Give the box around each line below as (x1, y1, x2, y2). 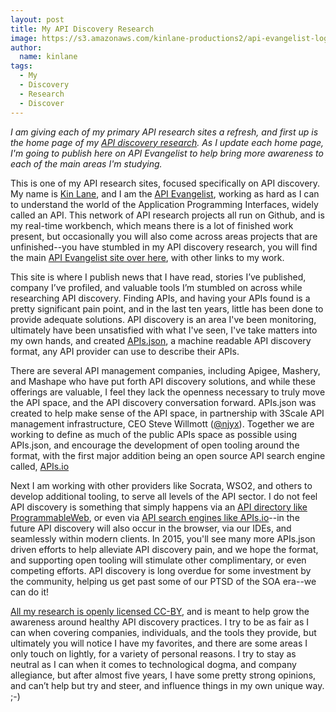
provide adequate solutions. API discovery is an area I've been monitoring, (10, 313, 317, 325)
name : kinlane (19, 52, 78, 62)
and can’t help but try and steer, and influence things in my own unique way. (10, 679, 325, 691)
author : (10, 42, 43, 53)
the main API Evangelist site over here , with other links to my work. (10, 251, 285, 263)
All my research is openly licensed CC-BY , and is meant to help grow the (10, 605, 310, 617)
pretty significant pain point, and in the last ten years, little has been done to (10, 302, 324, 315)
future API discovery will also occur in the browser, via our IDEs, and (10, 522, 292, 534)
